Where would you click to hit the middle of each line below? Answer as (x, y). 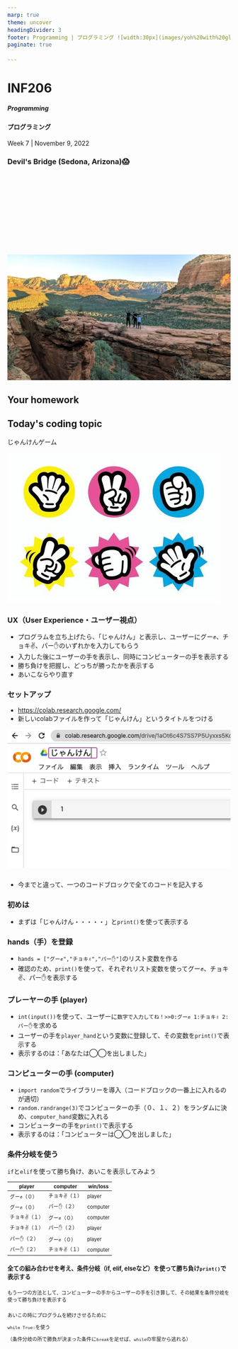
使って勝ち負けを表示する (37, 1300)
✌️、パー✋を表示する (47, 977)
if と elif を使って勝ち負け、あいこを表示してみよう (82, 1171)
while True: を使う (29, 1327)
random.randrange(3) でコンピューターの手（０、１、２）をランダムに (119, 1108)
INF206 (30, 88)
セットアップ (29, 694)
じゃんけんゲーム (32, 442)
